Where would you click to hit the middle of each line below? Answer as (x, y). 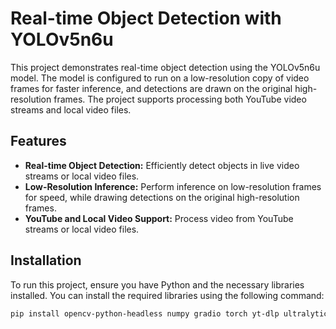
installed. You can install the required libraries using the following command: (167, 295)
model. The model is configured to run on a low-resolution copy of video (160, 78)
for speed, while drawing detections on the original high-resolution (162, 197)
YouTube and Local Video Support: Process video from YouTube (159, 218)
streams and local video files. (71, 109)
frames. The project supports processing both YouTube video (180, 99)
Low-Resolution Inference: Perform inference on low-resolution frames (173, 186)
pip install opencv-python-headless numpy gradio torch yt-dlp (145, 313)
